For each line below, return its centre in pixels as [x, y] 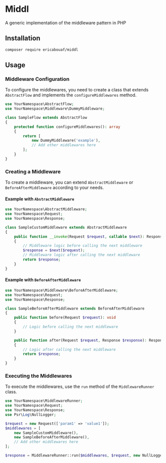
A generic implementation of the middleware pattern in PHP [66, 23]
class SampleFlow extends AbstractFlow [46, 118]
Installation [23, 38]
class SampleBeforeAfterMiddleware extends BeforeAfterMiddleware [75, 309]
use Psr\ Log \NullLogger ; [31, 415]
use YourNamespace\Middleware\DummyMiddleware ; [55, 109]
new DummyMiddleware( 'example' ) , [66, 141]
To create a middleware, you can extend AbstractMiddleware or [69, 182]
